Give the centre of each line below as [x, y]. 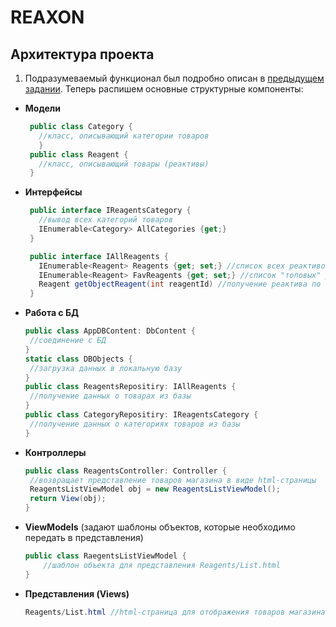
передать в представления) [84, 537]
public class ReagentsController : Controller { [125, 471]
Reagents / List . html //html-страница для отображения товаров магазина [175, 612]
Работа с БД [52, 313]
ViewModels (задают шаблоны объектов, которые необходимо [160, 527]
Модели [42, 108]
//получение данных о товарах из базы [110, 396]
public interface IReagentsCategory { [110, 211]
